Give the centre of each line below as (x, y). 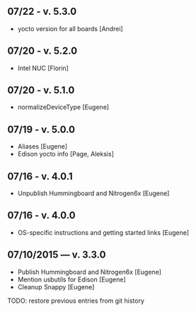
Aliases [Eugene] (42, 146)
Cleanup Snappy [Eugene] (56, 287)
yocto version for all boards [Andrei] (70, 28)
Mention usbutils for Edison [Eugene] (71, 279)
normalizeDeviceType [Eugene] (63, 107)
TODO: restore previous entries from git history (76, 301)
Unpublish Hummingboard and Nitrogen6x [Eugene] (93, 193)
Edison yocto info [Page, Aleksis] (66, 154)
